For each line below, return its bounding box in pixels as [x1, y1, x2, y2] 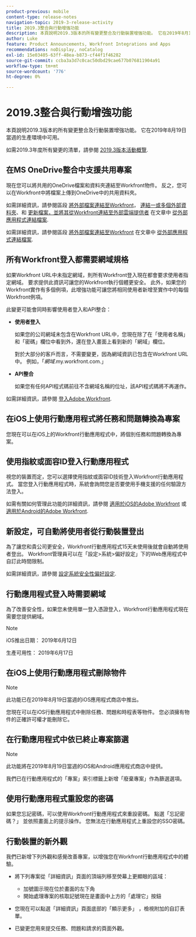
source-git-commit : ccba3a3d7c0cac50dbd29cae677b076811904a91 [6, 57, 160, 63]
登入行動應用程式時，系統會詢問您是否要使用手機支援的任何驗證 [27, 481, 181, 488]
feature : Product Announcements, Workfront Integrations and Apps [6, 42, 171, 47]
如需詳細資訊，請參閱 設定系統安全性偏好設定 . [6, 570, 117, 577]
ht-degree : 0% [6, 74, 41, 80]
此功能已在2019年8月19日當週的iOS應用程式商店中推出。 [6, 696, 142, 703]
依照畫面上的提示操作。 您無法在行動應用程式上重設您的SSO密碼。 [27, 818, 188, 825]
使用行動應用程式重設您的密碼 [6, 794, 114, 803]
